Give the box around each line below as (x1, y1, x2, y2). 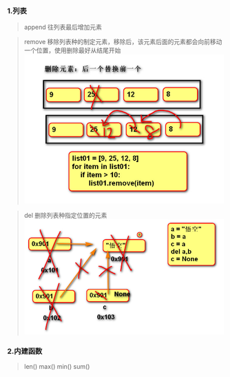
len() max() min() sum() (23, 363, 90, 371)
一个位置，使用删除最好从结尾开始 (23, 46, 121, 54)
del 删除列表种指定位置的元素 (23, 211, 107, 219)
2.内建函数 (7, 346, 43, 356)
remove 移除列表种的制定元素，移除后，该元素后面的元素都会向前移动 (23, 38, 222, 46)
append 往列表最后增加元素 (23, 23, 102, 32)
